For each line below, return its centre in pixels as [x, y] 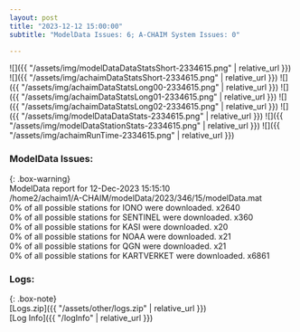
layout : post [34, 18]
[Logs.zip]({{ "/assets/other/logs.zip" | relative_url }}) [108, 308]
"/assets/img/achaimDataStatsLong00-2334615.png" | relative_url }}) [150, 88]
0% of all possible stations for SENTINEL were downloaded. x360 [131, 217]
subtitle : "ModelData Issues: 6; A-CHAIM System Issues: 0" [125, 34]
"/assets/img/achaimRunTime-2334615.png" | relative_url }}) [122, 136]
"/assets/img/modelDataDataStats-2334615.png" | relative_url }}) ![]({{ [152, 116]
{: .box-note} [33, 299]
